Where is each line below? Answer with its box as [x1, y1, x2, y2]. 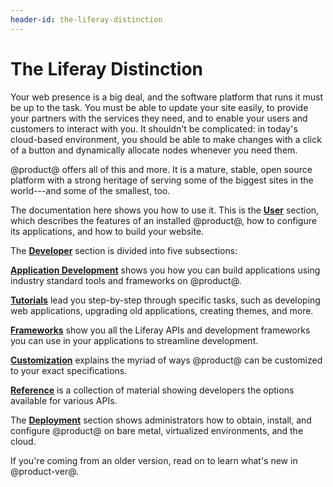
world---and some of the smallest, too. [10, 184, 171, 196]
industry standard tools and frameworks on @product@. [10, 274, 242, 286]
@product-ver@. [10, 465, 80, 477]
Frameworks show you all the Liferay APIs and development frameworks [10, 324, 311, 336]
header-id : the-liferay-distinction [10, 14, 163, 25]
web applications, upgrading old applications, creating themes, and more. [10, 304, 314, 316]
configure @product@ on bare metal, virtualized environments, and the [10, 424, 304, 436]
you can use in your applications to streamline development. [10, 334, 259, 346]
